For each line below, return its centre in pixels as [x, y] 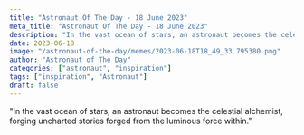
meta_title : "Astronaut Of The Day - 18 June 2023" [109, 26]
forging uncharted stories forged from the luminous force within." [131, 121]
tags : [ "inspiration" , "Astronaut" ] [78, 77]
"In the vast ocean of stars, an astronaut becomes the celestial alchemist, [146, 111]
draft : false [34, 85]
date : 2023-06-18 [42, 43]
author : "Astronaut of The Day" [70, 60]
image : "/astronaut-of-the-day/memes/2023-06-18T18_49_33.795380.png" [145, 52]
